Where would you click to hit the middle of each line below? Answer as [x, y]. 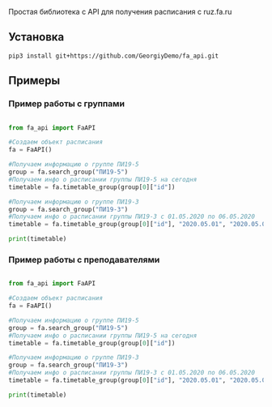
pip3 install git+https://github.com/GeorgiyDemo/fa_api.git [114, 56]
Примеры [34, 81]
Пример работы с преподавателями [84, 259]
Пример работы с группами [67, 104]
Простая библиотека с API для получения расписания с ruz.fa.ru [120, 12]
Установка [36, 37]
